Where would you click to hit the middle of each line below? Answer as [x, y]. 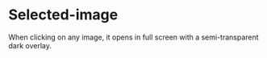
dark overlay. [30, 45]
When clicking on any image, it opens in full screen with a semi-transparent [134, 37]
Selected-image [63, 15]
